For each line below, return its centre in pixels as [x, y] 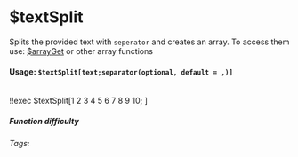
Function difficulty [44, 121]
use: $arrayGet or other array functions [81, 51]
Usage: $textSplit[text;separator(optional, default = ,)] [121, 71]
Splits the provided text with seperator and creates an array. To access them [149, 42]
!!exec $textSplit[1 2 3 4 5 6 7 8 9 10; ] [79, 101]
